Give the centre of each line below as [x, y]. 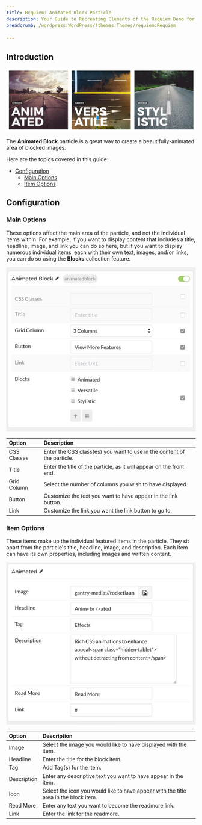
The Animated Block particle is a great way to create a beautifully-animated [100, 141]
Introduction [30, 57]
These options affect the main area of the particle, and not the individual [96, 233]
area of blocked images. [36, 147]
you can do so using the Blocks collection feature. [69, 258]
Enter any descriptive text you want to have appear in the [113, 776]
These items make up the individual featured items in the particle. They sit [98, 541]
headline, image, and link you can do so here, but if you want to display [94, 246]
